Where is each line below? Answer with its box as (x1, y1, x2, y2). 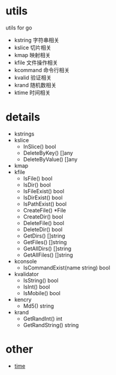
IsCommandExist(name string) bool (23, 264, 111, 271)
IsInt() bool (23, 283, 50, 290)
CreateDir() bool (23, 213, 63, 220)
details (5, 110, 40, 124)
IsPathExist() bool (23, 200, 67, 208)
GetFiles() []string (23, 238, 67, 245)
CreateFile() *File (23, 206, 66, 214)
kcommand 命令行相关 (14, 66, 70, 73)
